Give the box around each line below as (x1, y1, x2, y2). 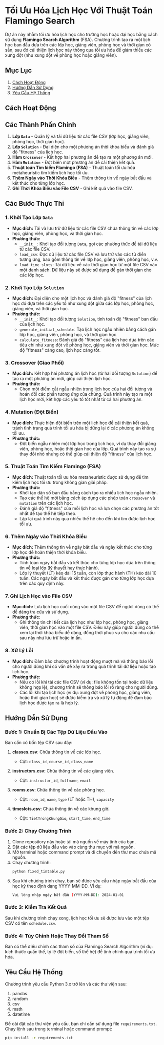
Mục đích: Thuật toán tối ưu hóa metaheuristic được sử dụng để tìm (12, 474, 149, 480)
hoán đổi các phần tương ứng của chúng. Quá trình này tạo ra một (19, 391, 153, 397)
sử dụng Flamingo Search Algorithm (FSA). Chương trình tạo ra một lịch (5, 37, 151, 43)
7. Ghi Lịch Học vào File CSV (5, 593, 73, 599)
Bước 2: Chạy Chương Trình (5, 828, 72, 834)
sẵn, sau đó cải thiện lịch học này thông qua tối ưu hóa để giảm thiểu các (5, 47, 152, 53)
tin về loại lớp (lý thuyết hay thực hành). (19, 565, 99, 571)
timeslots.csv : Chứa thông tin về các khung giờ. (12, 806, 110, 812)
